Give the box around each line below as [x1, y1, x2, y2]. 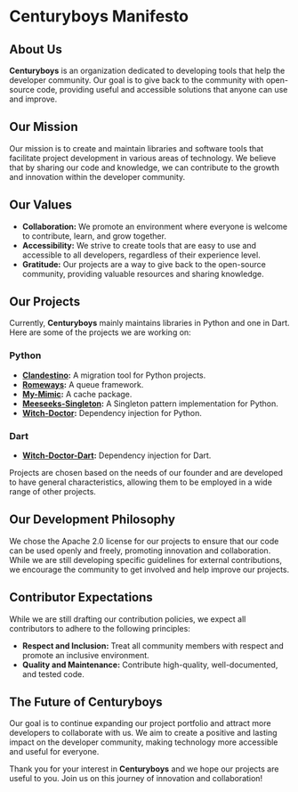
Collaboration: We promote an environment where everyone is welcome [21, 221, 288, 232]
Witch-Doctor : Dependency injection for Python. [21, 407, 202, 418]
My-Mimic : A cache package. [21, 388, 133, 399]
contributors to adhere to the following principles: [9, 623, 191, 633]
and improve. [9, 94, 58, 104]
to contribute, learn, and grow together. [21, 230, 167, 241]
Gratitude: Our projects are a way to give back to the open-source [21, 258, 267, 269]
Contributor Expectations [9, 590, 153, 605]
